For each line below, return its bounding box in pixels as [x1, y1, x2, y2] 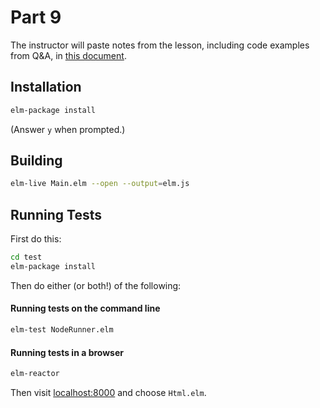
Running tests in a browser [10, 346, 124, 358]
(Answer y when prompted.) [10, 123, 126, 135]
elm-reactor [10, 369, 60, 379]
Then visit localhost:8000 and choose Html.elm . [10, 387, 207, 399]
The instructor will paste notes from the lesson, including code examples [10, 39, 310, 51]
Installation [10, 79, 82, 96]
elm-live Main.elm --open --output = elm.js [10, 179, 190, 189]
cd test [10, 252, 43, 263]
